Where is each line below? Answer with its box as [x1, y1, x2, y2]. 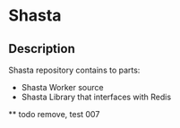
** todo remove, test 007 [8, 109, 100, 119]
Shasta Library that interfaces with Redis [21, 91, 172, 102]
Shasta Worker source [21, 82, 104, 92]
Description [8, 41, 75, 56]
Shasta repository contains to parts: [8, 64, 141, 75]
